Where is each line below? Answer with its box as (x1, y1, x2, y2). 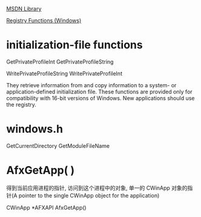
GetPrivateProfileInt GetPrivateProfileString (6, 58, 114, 65)
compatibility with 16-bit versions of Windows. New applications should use (6, 94, 195, 102)
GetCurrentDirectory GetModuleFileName (6, 142, 110, 149)
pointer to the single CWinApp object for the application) (18, 192, 160, 199)
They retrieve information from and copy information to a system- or (6, 81, 177, 88)
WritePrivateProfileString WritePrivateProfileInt (6, 70, 123, 77)
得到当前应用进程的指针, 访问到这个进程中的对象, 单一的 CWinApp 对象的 (6, 184, 188, 192)
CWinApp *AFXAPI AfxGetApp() (6, 204, 87, 211)
